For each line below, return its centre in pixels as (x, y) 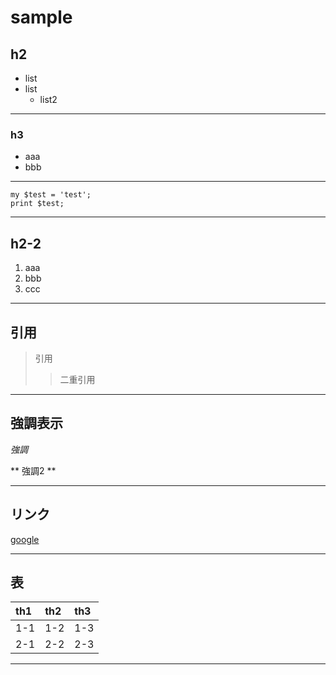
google (25, 539)
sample (41, 17)
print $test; (37, 204)
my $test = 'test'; (51, 195)
